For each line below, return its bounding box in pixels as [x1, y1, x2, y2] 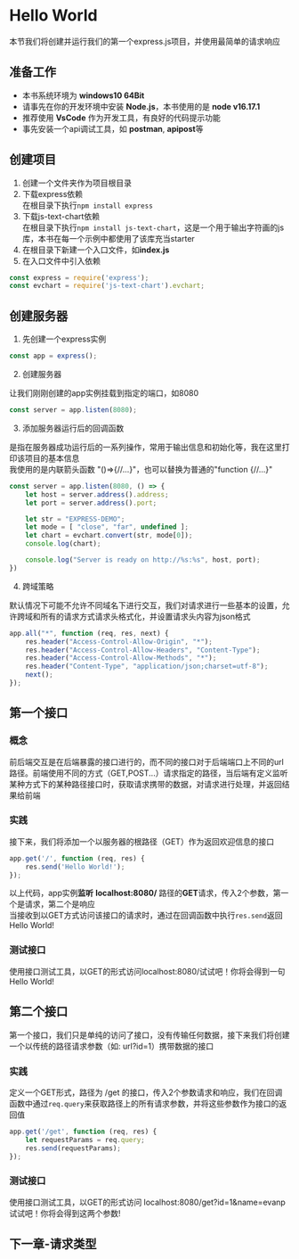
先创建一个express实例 [21, 333, 107, 344]
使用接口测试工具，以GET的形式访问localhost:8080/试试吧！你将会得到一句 [9, 966, 286, 976]
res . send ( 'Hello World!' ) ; [25, 862, 125, 871]
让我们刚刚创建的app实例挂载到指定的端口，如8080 [9, 388, 198, 398]
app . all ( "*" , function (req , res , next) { [9, 629, 169, 638]
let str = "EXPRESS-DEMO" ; [25, 514, 125, 523]
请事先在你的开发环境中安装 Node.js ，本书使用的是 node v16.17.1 [21, 101, 261, 111]
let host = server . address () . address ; [25, 490, 169, 499]
